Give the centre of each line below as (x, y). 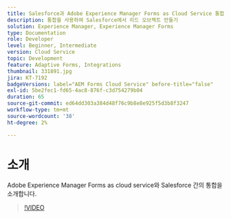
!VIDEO (34, 208)
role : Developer (30, 39)
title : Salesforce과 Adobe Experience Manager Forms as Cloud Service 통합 (116, 13)
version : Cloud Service (41, 52)
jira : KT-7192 (27, 78)
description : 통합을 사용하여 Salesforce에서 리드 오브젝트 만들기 (93, 20)
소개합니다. (22, 194)
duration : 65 (26, 97)
